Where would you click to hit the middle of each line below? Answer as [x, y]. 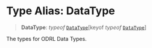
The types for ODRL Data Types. [46, 39]
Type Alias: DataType [61, 11]
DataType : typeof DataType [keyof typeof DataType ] [84, 27]
